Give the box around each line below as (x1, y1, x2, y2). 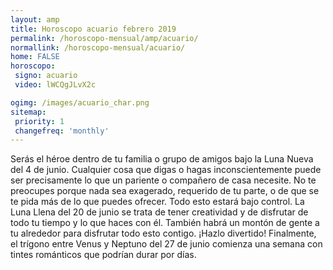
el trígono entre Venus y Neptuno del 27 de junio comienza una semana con (10, 238, 323, 250)
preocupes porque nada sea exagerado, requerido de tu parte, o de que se (10, 185, 320, 197)
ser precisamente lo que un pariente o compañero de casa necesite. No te (10, 174, 317, 186)
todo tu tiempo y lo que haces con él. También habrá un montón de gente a (10, 217, 320, 229)
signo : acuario (14, 71, 78, 81)
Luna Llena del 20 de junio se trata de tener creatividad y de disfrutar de (10, 206, 309, 218)
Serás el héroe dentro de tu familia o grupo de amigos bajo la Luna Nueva (10, 153, 314, 165)
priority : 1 (14, 116, 65, 126)
